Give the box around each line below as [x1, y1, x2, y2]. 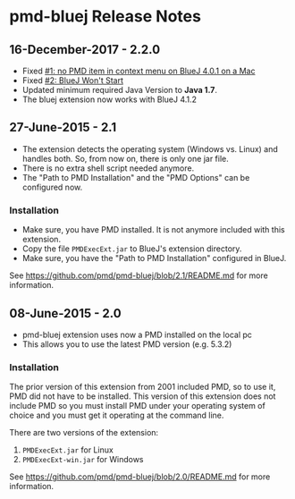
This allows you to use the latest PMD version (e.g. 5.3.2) [21, 338, 232, 350]
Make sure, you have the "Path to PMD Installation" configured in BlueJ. [21, 253, 287, 264]
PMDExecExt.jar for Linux [21, 444, 114, 455]
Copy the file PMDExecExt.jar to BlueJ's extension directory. [21, 243, 242, 254]
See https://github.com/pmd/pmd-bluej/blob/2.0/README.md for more [9, 471, 271, 482]
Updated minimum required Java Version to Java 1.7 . [21, 85, 217, 95]
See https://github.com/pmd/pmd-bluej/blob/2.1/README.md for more [9, 270, 268, 281]
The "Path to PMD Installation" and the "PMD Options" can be [21, 172, 250, 182]
